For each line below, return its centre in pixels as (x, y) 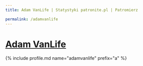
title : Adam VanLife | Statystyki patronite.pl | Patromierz (72, 10)
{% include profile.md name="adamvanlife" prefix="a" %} (66, 58)
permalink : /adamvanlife (32, 19)
